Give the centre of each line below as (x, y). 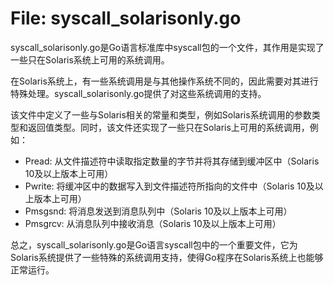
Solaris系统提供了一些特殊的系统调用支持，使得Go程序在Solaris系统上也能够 (167, 257)
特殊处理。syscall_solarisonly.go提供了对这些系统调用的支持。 (138, 93)
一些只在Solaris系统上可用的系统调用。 (90, 59)
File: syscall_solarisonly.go (126, 18)
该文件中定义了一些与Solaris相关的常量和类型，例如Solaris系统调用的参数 (161, 114)
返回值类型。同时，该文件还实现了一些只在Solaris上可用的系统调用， (168, 127)
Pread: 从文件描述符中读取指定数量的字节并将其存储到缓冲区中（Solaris (172, 161)
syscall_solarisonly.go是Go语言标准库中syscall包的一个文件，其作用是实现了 (167, 47)
